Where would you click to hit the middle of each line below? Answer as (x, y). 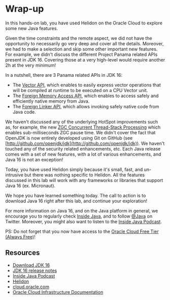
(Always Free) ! (20, 236)
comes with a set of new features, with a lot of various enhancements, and (83, 154)
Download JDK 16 (31, 265)
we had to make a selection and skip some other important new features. (81, 49)
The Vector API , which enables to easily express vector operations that (87, 85)
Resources (23, 253)
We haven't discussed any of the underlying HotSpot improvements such (82, 122)
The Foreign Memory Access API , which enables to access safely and (86, 96)
